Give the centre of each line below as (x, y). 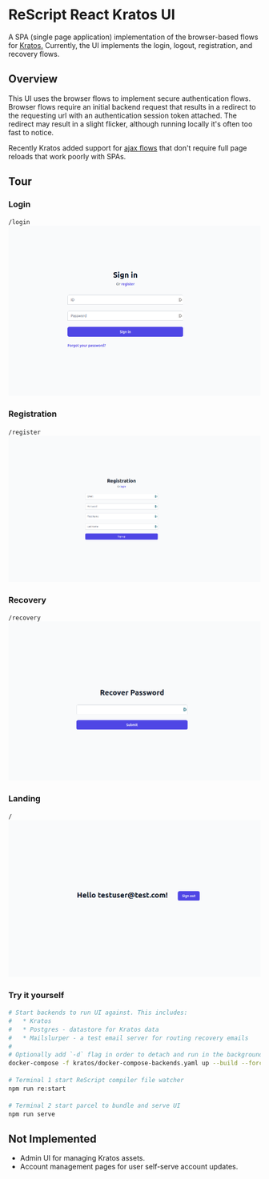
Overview (33, 79)
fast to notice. (31, 132)
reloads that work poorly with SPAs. (67, 156)
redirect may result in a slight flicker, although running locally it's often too (130, 124)
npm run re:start (37, 1089)
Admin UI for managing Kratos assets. (82, 1158)
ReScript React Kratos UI (92, 15)
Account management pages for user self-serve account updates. (129, 1167)
